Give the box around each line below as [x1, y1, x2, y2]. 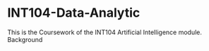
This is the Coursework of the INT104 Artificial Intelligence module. [7, 28, 203, 36]
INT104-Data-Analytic [7, 5, 141, 21]
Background [7, 35, 43, 43]
